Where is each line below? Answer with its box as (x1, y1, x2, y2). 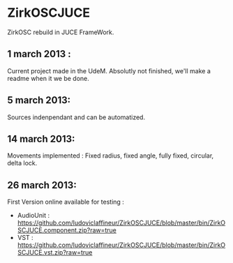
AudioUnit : (17, 211, 50, 220)
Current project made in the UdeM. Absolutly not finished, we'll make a (7, 66, 211, 75)
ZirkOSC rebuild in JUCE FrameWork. (7, 28, 114, 36)
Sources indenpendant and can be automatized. (7, 113, 145, 121)
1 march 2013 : (7, 48, 71, 60)
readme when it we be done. (7, 74, 89, 82)
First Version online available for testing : (7, 197, 124, 206)
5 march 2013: (7, 94, 71, 106)
